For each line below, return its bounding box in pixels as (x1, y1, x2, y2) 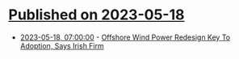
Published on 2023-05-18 (8, 6, 185, 24)
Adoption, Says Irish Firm (19, 40, 105, 50)
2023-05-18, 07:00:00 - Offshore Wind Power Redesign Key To (19, 32, 231, 42)
